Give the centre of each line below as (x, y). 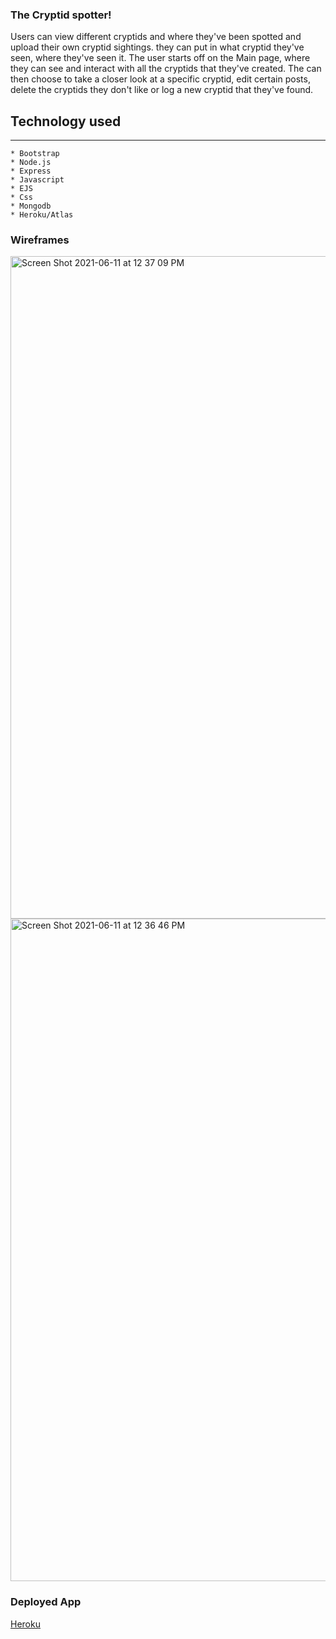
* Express (31, 171)
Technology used (66, 121)
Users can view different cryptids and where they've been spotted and (156, 37)
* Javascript (37, 180)
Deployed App (46, 1602)
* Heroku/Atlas (42, 215)
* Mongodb (31, 206)
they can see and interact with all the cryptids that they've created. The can (166, 69)
